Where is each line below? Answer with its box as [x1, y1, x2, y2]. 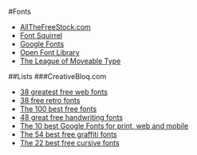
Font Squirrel [19, 31, 62, 40]
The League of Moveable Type [19, 56, 121, 66]
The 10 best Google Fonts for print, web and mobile [19, 121, 189, 130]
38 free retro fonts [19, 96, 81, 105]
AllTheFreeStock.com [19, 22, 92, 31]
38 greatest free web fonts [19, 87, 108, 97]
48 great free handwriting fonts [19, 113, 124, 122]
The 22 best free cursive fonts [19, 138, 120, 147]
